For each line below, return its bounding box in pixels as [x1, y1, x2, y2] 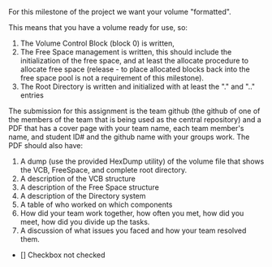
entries [19, 90, 45, 100]
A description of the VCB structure [19, 174, 136, 183]
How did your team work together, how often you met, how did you [19, 208, 244, 218]
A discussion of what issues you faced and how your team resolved [19, 225, 247, 235]
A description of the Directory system [19, 191, 146, 200]
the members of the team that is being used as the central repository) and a [8, 115, 261, 125]
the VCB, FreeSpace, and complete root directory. [19, 165, 188, 174]
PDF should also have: [8, 141, 84, 150]
